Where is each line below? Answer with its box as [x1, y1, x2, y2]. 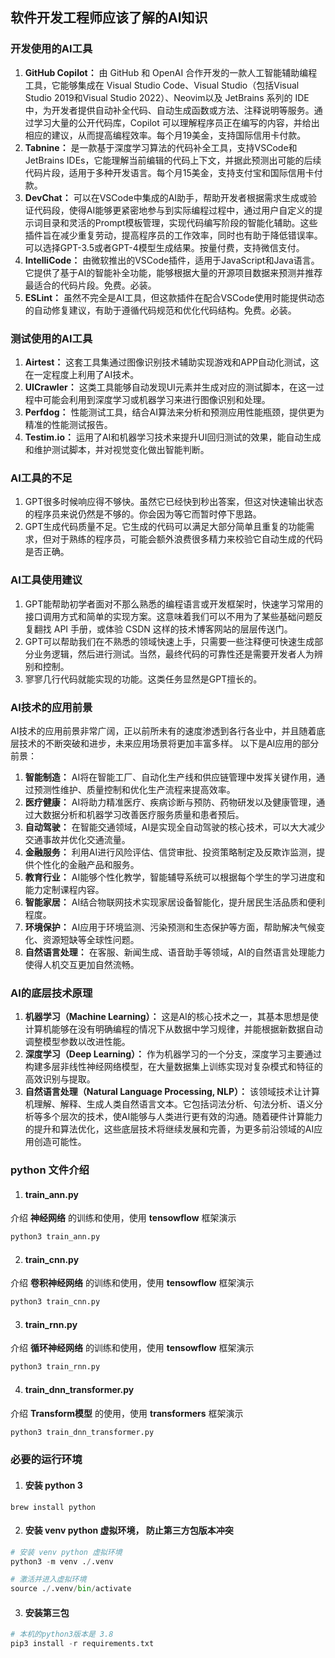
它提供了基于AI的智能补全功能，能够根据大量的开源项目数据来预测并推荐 [24, 266, 323, 278]
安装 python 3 [24, 1479, 83, 1491]
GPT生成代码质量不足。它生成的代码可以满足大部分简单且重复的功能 [24, 521, 307, 533]
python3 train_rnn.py [10, 1362, 101, 1372]
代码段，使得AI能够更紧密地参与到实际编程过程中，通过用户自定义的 [33, 204, 315, 216]
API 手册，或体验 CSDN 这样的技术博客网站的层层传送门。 [53, 623, 293, 635]
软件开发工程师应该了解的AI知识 [10, 9, 208, 27]
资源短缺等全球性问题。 [42, 933, 140, 945]
